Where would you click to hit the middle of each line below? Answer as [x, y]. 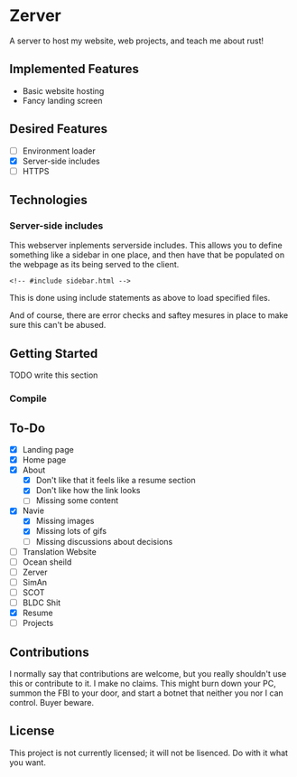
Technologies [49, 200]
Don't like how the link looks [88, 491]
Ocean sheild [47, 562]
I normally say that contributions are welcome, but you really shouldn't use [148, 673]
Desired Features [59, 129]
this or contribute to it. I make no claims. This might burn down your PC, [143, 683]
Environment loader [59, 151]
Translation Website [59, 551]
